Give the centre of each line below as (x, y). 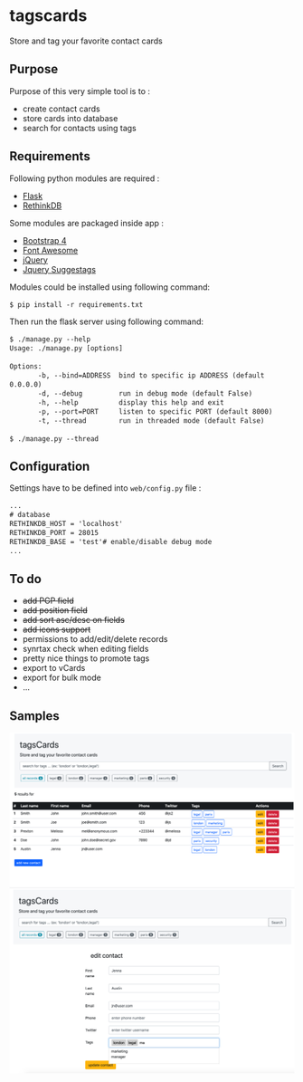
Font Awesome (50, 250)
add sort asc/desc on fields (73, 620)
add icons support (57, 629)
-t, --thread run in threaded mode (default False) (151, 421)
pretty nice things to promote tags (86, 658)
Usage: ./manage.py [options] (66, 348)
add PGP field (48, 601)
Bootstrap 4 (44, 240)
